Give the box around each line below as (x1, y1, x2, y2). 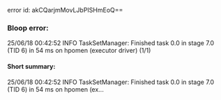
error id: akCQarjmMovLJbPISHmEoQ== (7, 6, 123, 14)
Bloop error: (7, 23, 49, 33)
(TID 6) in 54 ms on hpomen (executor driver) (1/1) (7, 47, 151, 55)
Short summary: (7, 62, 56, 70)
